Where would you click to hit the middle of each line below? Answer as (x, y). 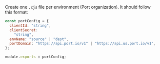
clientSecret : (24, 30)
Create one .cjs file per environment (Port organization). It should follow (78, 7)
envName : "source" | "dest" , (39, 39)
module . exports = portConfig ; (36, 57)
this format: (17, 12)
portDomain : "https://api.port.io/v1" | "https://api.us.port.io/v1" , (83, 44)
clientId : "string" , (30, 25)
